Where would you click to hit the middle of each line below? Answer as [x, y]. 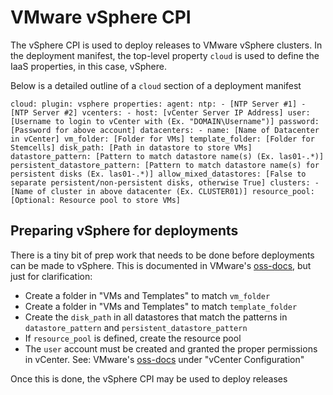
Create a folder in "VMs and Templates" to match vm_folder [147, 295]
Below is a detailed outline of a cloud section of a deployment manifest [156, 85]
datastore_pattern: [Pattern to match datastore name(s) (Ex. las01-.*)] [167, 156]
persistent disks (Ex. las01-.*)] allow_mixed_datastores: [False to [158, 174]
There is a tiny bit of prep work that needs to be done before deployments [162, 255]
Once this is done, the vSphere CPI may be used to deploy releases [149, 378]
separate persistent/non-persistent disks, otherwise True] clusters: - [165, 182]
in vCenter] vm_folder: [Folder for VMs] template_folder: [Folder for [162, 139]
